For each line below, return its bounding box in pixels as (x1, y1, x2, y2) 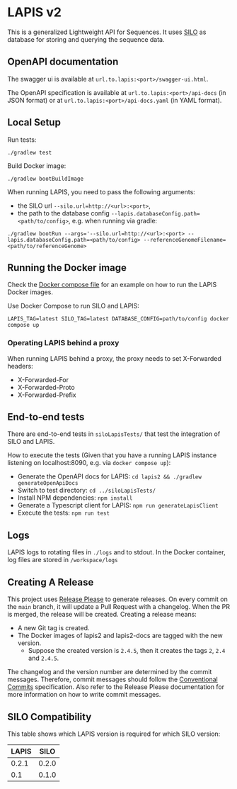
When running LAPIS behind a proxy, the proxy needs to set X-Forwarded (7, 354, 221, 362)
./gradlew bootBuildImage (7, 175, 83, 182)
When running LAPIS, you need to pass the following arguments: (7, 187, 196, 196)
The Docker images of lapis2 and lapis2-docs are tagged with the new (17, 632, 223, 640)
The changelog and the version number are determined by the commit (7, 668, 212, 676)
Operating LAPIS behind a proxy (7, 338, 120, 348)
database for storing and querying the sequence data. (7, 35, 165, 43)
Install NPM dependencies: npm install (17, 493, 133, 502)
